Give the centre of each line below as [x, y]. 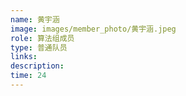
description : [37, 66]
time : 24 [28, 76]
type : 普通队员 [39, 47]
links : [24, 57]
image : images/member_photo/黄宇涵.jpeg [93, 29]
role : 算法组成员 [42, 38]
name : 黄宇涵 [35, 19]
